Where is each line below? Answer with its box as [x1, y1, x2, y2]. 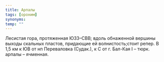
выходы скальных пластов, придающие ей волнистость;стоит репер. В [5, 41, 159, 47]
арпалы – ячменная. [5, 51, 49, 57]
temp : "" [5, 21, 24, 27]
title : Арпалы [5, 7, 35, 13]
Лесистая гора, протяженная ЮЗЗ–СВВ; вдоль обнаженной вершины [5, 35, 156, 41]
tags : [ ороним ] [5, 12, 37, 17]
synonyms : [5, 17, 26, 22]
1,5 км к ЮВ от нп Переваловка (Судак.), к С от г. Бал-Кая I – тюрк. [5, 46, 150, 52]
